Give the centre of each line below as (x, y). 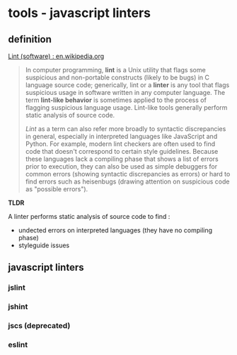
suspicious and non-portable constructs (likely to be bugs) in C (117, 77)
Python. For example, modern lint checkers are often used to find (120, 144)
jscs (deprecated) (39, 326)
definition (30, 39)
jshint (18, 307)
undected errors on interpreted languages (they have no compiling (115, 230)
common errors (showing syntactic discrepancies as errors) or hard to (128, 174)
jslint (17, 288)
